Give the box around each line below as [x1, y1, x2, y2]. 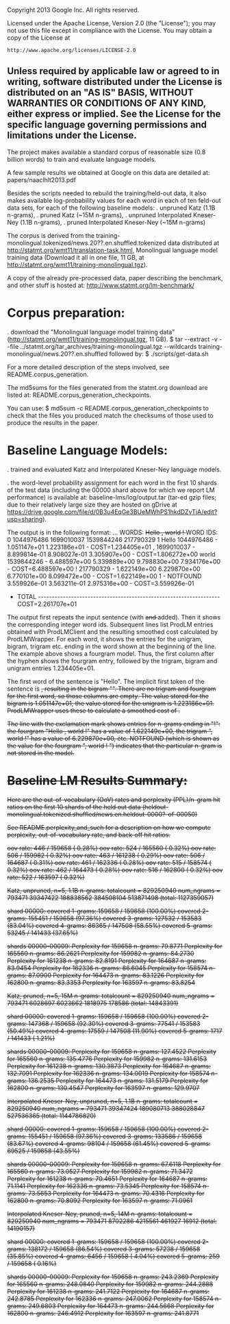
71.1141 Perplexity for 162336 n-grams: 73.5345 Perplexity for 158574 [7, 1181, 202, 1190]
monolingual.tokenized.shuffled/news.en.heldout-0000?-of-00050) [7, 810, 198, 818]
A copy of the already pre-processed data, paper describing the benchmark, [7, 273, 223, 282]
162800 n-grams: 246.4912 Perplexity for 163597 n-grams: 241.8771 [7, 1309, 199, 1317]
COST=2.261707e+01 [16, 600, 77, 608]
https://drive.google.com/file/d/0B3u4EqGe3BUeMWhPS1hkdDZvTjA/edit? [7, 507, 218, 516]
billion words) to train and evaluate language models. [7, 155, 156, 163]
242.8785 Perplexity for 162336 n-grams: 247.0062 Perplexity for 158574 [7, 1295, 214, 1303]
